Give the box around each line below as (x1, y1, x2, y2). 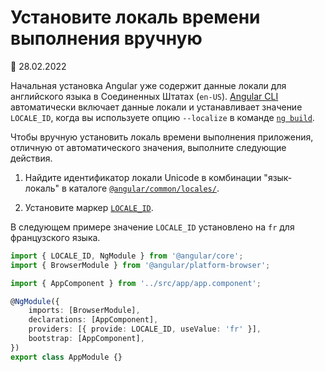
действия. (10, 152, 53, 164)
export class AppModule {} (10, 352, 123, 362)
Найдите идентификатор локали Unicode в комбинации (24, 171, 262, 183)
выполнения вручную (10, 27, 203, 50)
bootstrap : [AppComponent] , (28, 334, 145, 344)
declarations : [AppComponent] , (28, 315, 159, 325)
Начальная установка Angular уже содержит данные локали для (10, 79, 287, 91)
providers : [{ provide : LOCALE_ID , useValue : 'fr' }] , (28, 324, 262, 335)
